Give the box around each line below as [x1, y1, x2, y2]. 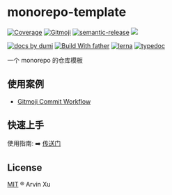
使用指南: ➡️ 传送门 [7, 139, 61, 147]
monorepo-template [7, 4, 127, 20]
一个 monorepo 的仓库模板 [7, 56, 84, 64]
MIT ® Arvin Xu [7, 180, 51, 189]
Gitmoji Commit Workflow [17, 97, 91, 105]
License [7, 162, 42, 173]
